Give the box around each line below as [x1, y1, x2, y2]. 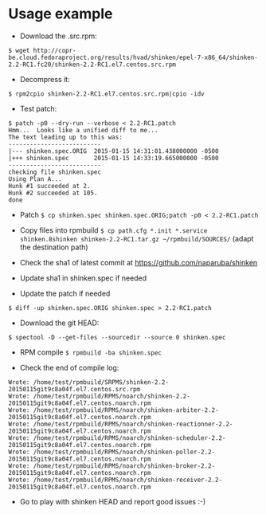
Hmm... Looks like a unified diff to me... [8, 126, 158, 134]
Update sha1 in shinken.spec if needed [19, 273, 147, 283]
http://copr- [33, 46, 77, 54]
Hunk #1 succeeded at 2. [8, 182, 91, 190]
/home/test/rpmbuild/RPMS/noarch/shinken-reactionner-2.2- [33, 420, 233, 428]
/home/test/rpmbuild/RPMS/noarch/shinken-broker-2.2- [33, 461, 216, 470]
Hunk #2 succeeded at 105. [8, 189, 98, 197]
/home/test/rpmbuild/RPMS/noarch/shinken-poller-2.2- [33, 448, 216, 456]
